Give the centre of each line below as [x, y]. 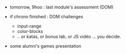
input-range [29, 26]
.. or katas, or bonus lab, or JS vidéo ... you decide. [69, 37]
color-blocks [30, 31]
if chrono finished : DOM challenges [46, 16]
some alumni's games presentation [45, 46]
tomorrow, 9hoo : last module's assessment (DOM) [62, 7]
